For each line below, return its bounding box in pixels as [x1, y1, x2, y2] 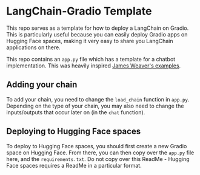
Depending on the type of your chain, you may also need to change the [6, 102, 184, 109]
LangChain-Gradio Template [6, 4, 152, 18]
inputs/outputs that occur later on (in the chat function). [6, 108, 145, 116]
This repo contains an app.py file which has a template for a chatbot [6, 55, 176, 63]
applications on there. [6, 44, 61, 51]
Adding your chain [6, 80, 78, 90]
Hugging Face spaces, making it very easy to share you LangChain [6, 37, 174, 44]
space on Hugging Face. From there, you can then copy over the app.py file [6, 149, 195, 156]
